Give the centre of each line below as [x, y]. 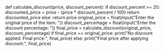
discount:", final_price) [28, 43]
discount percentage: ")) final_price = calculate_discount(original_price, [79, 28]
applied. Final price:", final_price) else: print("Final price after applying [77, 38]
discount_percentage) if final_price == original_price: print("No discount [79, 33]
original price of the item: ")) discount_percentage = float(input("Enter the [81, 23]
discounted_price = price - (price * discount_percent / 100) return [73, 12]
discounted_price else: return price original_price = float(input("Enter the [80, 17]
